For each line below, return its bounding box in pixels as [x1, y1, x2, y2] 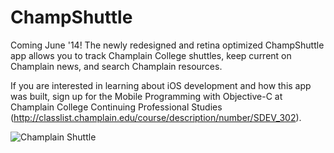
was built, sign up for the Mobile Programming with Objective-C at [10, 90, 283, 102]
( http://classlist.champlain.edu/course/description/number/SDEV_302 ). [10, 111, 302, 123]
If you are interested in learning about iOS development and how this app [10, 79, 312, 91]
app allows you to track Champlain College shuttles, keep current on [10, 49, 292, 61]
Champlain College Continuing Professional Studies [10, 101, 223, 113]
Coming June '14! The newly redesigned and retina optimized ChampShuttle [10, 39, 325, 51]
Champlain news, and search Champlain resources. [10, 60, 223, 72]
